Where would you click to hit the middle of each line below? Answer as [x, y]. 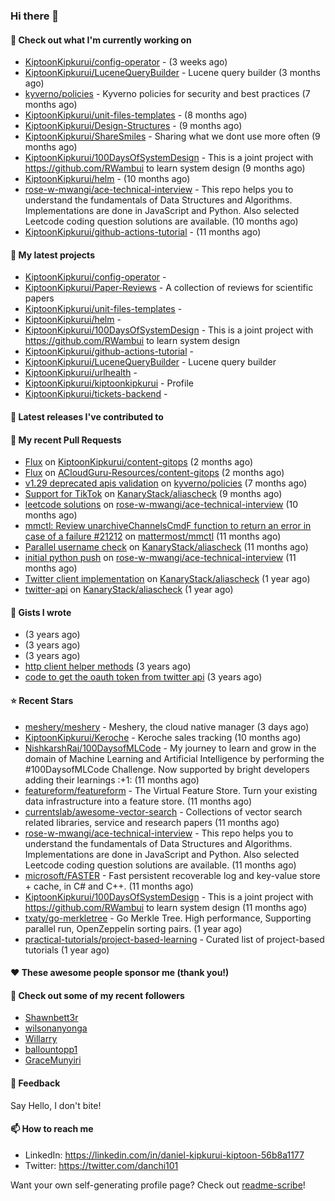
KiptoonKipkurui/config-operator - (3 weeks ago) [126, 62]
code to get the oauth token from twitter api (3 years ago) [143, 677]
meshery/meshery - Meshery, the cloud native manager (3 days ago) [167, 726]
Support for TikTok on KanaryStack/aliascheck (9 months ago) [153, 494]
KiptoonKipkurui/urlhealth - [81, 373]
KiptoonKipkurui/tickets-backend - [96, 394]
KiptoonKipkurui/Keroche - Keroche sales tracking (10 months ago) [163, 737]
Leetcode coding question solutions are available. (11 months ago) [160, 865]
